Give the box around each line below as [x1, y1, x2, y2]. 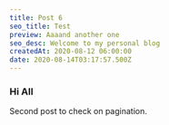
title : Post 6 [9, 13, 64, 23]
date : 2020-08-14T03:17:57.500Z [9, 55, 132, 64]
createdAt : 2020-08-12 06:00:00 [9, 47, 132, 56]
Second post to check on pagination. [9, 106, 147, 117]
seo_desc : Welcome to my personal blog [9, 38, 161, 48]
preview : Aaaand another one [9, 30, 120, 39]
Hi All [9, 85, 34, 98]
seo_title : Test [9, 22, 71, 31]
